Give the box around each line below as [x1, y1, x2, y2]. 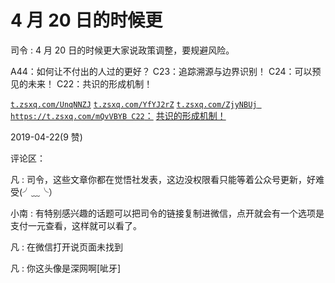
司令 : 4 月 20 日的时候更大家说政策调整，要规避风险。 [10, 44, 235, 56]
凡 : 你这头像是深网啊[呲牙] [10, 262, 122, 274]
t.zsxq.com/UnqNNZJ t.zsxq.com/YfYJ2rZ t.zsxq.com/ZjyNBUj [10, 99, 258, 110]
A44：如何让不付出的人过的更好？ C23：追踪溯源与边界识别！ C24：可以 [10, 65, 313, 77]
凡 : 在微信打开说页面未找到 [10, 241, 123, 253]
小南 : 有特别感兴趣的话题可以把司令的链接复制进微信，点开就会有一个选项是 [10, 207, 325, 219]
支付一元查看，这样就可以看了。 [10, 219, 142, 231]
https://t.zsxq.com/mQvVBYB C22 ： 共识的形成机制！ [10, 109, 227, 121]
